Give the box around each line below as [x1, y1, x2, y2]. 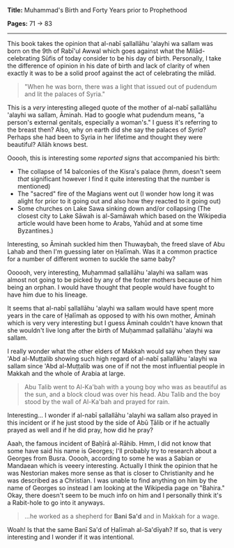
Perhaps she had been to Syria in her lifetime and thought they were [7, 133, 203, 141]
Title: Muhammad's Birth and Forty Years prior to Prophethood [7, 6, 187, 14]
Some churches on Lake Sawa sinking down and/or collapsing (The [17, 205, 211, 212]
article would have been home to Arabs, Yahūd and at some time [17, 219, 203, 227]
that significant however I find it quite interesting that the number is [17, 175, 210, 183]
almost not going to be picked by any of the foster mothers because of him [7, 276, 222, 284]
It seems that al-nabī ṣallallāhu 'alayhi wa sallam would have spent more [7, 304, 214, 312]
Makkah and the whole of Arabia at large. [7, 369, 125, 377]
